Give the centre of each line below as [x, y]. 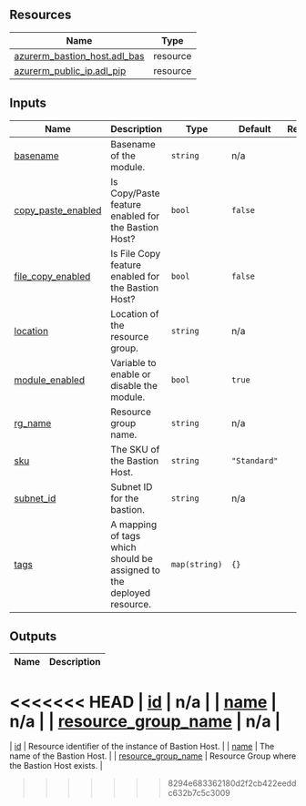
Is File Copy [136, 253]
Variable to [133, 362]
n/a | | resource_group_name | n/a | [145, 721]
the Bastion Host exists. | [56, 766]
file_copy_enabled [52, 276]
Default [255, 128]
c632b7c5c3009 [199, 793]
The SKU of [135, 449]
